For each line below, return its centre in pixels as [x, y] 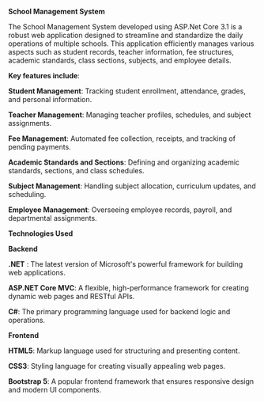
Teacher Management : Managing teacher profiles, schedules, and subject [130, 115]
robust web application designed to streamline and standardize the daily [126, 35]
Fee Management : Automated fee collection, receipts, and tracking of [122, 138]
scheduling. [27, 194]
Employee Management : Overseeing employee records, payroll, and [120, 210]
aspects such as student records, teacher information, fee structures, [121, 52]
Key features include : [44, 76]
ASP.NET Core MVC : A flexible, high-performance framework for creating [128, 288]
